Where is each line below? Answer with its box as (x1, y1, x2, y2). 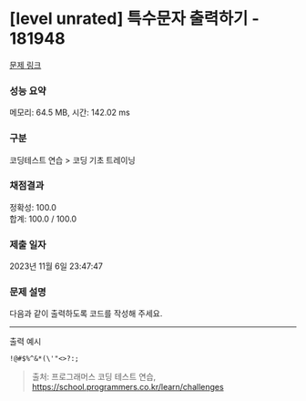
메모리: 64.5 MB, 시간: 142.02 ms (9, 107, 130, 118)
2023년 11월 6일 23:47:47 (9, 261, 103, 272)
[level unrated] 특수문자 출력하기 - (9, 8, 260, 29)
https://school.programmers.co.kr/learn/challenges (31, 382, 225, 393)
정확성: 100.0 (9, 201, 57, 212)
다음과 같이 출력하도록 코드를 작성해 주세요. (9, 308, 163, 319)
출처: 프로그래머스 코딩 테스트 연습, (31, 371, 157, 383)
